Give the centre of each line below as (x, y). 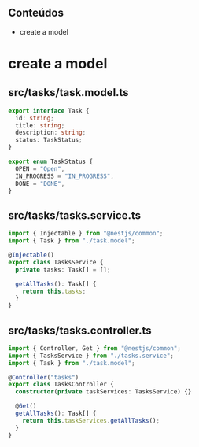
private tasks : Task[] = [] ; (63, 270)
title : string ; (40, 125)
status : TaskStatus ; (49, 140)
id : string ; (35, 118)
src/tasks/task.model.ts (68, 92)
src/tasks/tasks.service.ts (75, 215)
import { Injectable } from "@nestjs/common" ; (86, 234)
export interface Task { (49, 111)
